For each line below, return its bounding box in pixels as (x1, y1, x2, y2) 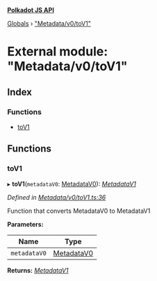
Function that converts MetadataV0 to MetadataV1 (7, 207, 151, 215)
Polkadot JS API (7, 6, 54, 14)
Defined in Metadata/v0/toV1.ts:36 (7, 193, 106, 201)
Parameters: (7, 220, 44, 228)
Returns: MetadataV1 (7, 266, 69, 274)
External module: (7, 44, 108, 60)
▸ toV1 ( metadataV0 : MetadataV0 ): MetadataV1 (7, 179, 137, 188)
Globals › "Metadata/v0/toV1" (7, 19, 92, 27)
